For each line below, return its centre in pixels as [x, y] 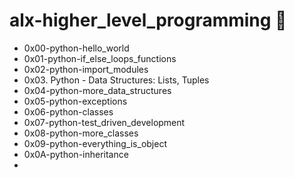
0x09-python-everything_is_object [95, 143]
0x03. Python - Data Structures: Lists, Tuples [116, 80]
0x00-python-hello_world [76, 48]
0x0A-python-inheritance [76, 154]
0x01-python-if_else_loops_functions [100, 58]
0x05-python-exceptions [75, 101]
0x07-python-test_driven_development [104, 122]
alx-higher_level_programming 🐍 [148, 20]
